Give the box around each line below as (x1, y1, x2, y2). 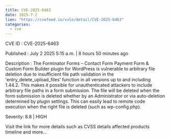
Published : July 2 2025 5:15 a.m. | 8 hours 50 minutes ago (5, 51, 129, 57)
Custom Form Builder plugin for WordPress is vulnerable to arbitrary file (5, 66, 155, 72)
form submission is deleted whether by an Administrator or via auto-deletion (5, 93, 165, 99)
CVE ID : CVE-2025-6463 (5, 40, 59, 47)
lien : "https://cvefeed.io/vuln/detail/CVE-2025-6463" (5, 17, 124, 22)
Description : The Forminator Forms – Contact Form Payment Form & (5, 60, 149, 66)
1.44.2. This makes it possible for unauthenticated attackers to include (5, 82, 153, 88)
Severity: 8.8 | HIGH (5, 113, 47, 120)
